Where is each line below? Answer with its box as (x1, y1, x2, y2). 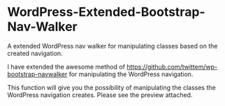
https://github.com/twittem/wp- (126, 62, 218, 71)
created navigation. (7, 49, 63, 58)
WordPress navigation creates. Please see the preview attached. (7, 91, 193, 99)
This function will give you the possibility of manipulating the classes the (7, 83, 216, 91)
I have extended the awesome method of (7, 62, 126, 71)
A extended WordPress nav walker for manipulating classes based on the (7, 42, 218, 50)
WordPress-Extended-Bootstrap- (7, 4, 205, 20)
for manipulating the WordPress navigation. (68, 70, 194, 78)
